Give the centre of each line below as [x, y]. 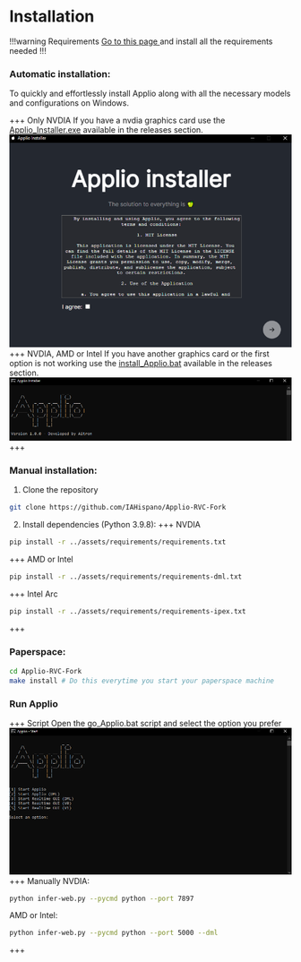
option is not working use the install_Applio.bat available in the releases [141, 363]
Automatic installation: [60, 73]
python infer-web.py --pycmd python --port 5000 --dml [114, 933]
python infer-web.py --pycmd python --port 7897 [102, 898]
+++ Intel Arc [34, 594]
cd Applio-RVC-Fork [46, 672]
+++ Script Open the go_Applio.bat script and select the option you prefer [146, 724]
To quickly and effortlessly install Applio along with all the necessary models [150, 94]
